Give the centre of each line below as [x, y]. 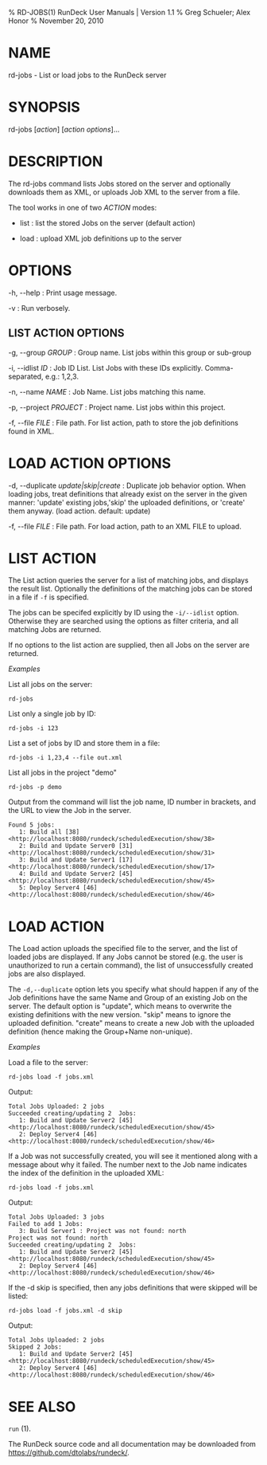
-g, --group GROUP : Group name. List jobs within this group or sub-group [130, 352]
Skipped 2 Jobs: [35, 1347]
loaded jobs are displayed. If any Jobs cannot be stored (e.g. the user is [126, 957]
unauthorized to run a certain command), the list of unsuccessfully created [131, 965]
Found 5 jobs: [32, 825]
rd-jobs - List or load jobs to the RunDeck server [87, 75]
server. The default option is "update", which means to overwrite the [120, 1006]
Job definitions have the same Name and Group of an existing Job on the [128, 998]
